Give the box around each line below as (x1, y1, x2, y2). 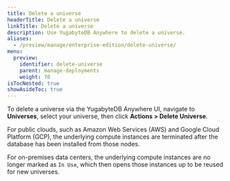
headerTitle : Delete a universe (7, 16, 100, 23)
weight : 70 (19, 73, 51, 81)
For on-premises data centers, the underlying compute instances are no (7, 153, 211, 161)
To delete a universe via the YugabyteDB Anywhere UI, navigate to (7, 105, 196, 113)
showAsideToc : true (7, 86, 63, 93)
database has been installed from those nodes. (7, 140, 140, 148)
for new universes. (7, 168, 60, 176)
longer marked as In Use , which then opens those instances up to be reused (7, 161, 223, 169)
